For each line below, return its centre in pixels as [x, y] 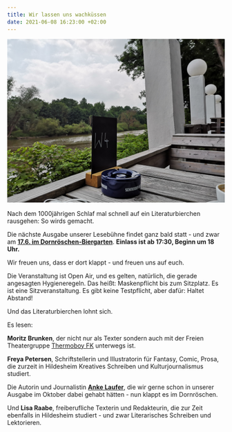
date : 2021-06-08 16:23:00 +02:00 [57, 22]
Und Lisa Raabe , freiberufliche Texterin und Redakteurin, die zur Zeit [105, 408]
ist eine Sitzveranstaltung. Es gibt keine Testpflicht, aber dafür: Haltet [106, 290]
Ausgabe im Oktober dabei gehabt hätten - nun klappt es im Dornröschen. [113, 394]
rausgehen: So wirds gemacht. [51, 221]
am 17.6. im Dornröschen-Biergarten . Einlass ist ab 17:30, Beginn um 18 [111, 242]
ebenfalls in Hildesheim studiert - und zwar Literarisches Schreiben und [109, 415]
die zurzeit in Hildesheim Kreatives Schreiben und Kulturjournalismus [105, 366]
